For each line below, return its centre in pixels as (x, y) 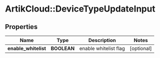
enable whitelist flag (102, 48)
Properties (21, 27)
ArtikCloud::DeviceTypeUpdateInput (80, 9)
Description (102, 40)
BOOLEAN (63, 48)
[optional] (141, 48)
